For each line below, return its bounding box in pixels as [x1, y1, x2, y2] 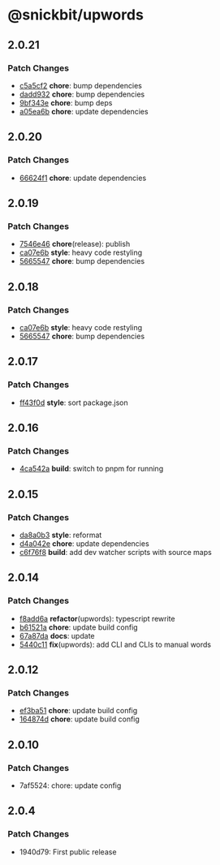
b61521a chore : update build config [19, 622, 139, 632]
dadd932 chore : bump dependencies [19, 89, 145, 99]
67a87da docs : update [19, 630, 95, 640]
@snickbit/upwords [7, 6, 144, 24]
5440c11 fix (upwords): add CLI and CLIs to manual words [19, 639, 212, 649]
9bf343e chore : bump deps [19, 97, 113, 107]
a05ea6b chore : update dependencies [19, 106, 149, 116]
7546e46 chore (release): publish [19, 239, 131, 249]
